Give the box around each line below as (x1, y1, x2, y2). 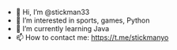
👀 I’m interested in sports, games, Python (15, 16, 150, 25)
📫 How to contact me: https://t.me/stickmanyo (15, 33, 169, 42)
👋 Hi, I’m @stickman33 (15, 8, 90, 16)
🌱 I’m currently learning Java (15, 24, 110, 33)
